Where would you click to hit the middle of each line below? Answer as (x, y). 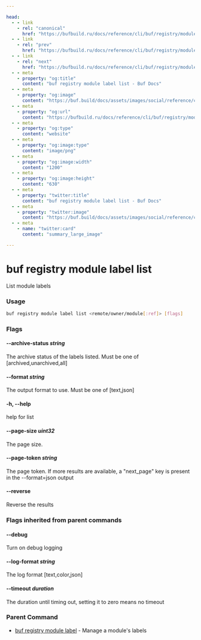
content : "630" (41, 184)
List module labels (28, 286)
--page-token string (32, 458)
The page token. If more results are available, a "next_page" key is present (98, 471)
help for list (20, 417)
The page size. (25, 444)
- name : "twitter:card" (47, 229)
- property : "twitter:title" (53, 195)
